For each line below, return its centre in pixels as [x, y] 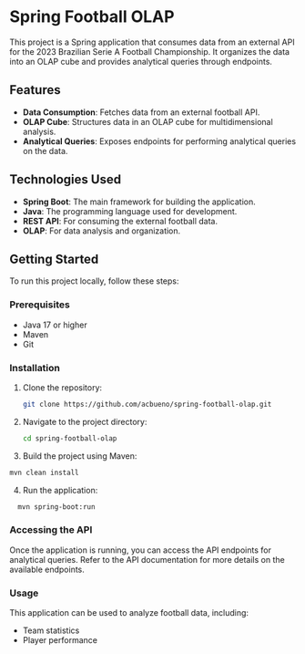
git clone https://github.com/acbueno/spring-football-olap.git [147, 404]
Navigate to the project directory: [85, 421]
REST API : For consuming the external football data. [120, 221]
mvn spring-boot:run [56, 507]
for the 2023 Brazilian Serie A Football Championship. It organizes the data [149, 51]
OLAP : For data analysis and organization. [102, 231]
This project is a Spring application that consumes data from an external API [152, 42]
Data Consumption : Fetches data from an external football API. [141, 112]
